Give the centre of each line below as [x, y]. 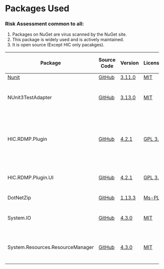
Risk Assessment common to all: [45, 24]
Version [130, 63]
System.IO [19, 218]
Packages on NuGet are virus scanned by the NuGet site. [69, 34]
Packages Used [37, 9]
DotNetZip [19, 198]
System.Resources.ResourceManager [51, 247]
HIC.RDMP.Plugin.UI [31, 178]
